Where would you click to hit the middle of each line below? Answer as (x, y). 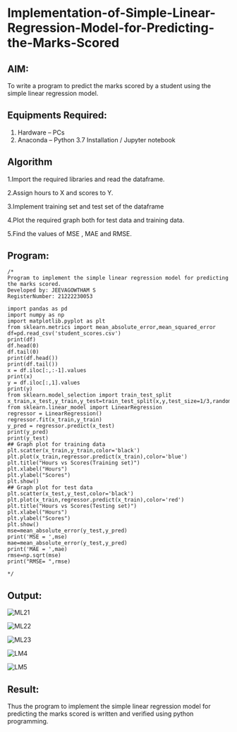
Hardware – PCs (41, 132)
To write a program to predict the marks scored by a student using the (109, 86)
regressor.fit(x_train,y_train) (55, 420)
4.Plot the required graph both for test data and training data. (96, 220)
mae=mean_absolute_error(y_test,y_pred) (68, 543)
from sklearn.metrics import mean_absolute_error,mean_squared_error (112, 328)
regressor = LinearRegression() (55, 414)
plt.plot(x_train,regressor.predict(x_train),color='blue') (98, 457)
